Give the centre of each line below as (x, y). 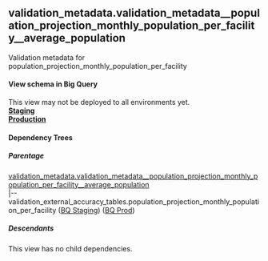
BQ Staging (79, 210)
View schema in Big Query (53, 84)
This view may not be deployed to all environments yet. (99, 102)
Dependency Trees (41, 137)
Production (27, 119)
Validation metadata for (47, 57)
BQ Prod (118, 210)
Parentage (26, 156)
